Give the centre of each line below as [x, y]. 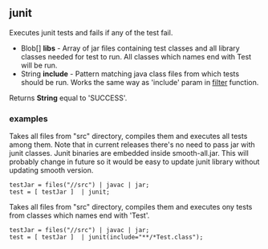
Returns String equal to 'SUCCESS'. [68, 98]
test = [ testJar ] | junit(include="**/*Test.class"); [106, 237]
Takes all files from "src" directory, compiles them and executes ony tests [131, 207]
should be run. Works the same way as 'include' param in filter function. [140, 82]
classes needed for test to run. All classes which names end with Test [136, 56]
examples [28, 118]
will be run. [39, 65]
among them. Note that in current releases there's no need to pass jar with [132, 145]
